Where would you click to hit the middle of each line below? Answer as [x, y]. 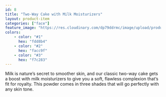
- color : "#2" [28, 46]
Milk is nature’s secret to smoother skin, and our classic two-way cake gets [82, 73]
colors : [13, 32]
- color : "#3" [28, 55]
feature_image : [21, 28]
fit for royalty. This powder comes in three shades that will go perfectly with [82, 84]
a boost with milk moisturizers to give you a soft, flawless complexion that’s [82, 79]
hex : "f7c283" [33, 60]
